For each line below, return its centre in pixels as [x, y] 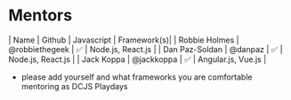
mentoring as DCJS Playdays [74, 86]
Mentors [40, 15]
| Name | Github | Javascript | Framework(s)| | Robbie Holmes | [124, 40]
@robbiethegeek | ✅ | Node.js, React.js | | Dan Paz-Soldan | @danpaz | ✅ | [145, 49]
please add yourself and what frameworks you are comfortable [137, 77]
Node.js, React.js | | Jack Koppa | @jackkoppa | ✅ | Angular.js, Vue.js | [137, 59]
